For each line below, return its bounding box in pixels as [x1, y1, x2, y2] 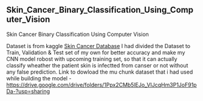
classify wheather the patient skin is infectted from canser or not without [6, 61, 188, 69]
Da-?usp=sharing [6, 88, 50, 95]
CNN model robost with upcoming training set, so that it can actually [6, 55, 177, 63]
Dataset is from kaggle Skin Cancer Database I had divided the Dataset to [6, 42, 190, 49]
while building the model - [6, 74, 72, 82]
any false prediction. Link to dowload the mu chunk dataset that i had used [6, 68, 193, 75]
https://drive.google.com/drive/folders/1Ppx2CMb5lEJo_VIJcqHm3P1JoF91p [6, 81, 197, 88]
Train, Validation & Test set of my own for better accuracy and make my [6, 49, 185, 56]
